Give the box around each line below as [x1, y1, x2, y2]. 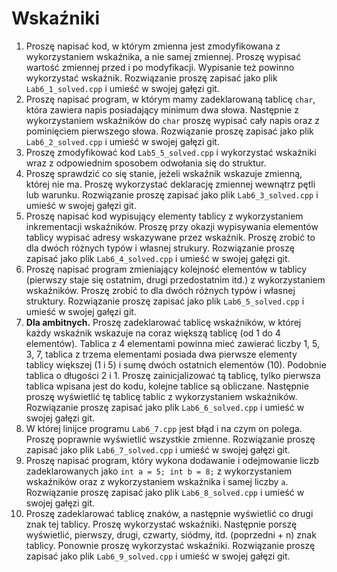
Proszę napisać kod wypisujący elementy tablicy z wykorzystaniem [25, 210, 304, 222]
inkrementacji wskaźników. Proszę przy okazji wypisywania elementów [25, 220, 319, 232]
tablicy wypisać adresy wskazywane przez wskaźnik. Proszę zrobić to [25, 231, 316, 243]
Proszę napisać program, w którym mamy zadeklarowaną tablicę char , [25, 93, 316, 105]
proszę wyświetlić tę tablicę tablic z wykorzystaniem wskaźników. [25, 390, 298, 402]
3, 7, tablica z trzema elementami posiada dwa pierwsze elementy [25, 348, 298, 360]
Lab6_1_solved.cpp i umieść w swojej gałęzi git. [25, 82, 220, 94]
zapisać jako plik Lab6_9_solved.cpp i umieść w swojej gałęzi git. [25, 550, 291, 562]
